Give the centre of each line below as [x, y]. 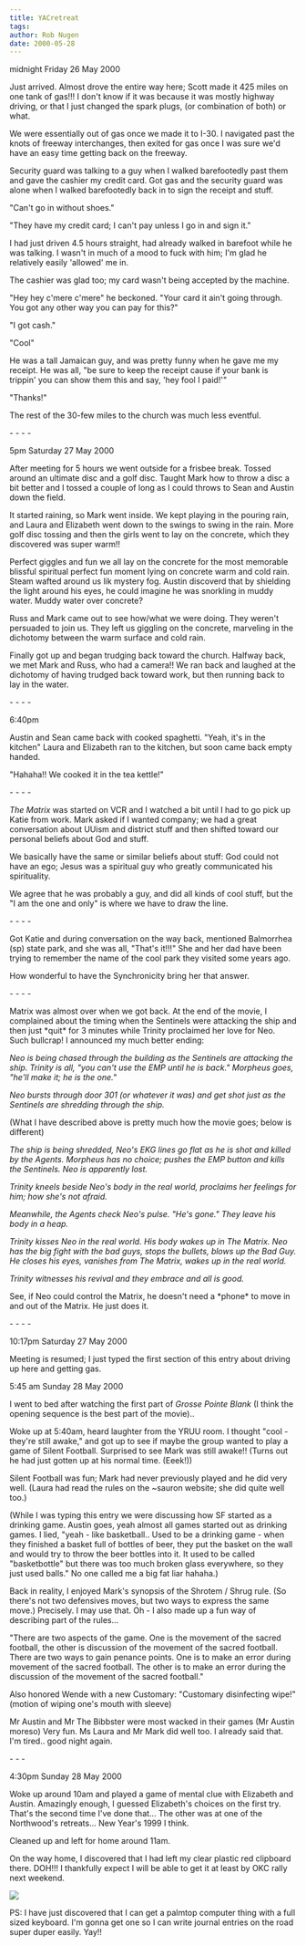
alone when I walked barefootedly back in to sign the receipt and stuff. [142, 190]
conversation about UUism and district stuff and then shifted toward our [144, 829]
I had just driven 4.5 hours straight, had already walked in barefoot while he [151, 244]
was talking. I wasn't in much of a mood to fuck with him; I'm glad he [138, 253]
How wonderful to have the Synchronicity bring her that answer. [130, 976]
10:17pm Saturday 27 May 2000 [68, 1341]
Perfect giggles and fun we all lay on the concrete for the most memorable [149, 562]
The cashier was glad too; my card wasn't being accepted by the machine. [149, 280]
